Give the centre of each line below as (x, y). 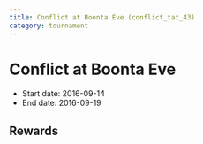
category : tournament (49, 26)
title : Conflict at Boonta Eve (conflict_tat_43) (102, 17)
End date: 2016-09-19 (61, 103)
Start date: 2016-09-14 (64, 94)
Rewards (34, 130)
